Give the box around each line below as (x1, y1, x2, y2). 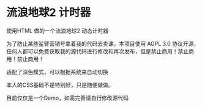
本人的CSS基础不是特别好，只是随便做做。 (6, 81, 114, 89)
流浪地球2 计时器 (6, 6, 91, 20)
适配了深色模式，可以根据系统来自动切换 (6, 68, 108, 75)
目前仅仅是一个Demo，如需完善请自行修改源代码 (6, 94, 129, 101)
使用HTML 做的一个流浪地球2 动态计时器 (6, 27, 109, 34)
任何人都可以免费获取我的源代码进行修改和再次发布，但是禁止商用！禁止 (6, 47, 189, 55)
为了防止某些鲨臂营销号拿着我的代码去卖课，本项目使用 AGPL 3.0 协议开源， (6, 40, 200, 47)
